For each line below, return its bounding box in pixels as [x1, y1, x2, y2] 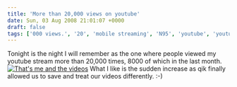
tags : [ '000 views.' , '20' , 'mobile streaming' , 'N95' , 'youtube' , [7, 30, 210, 37]
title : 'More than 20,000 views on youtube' [7, 10, 140, 18]
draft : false [7, 23, 46, 30]
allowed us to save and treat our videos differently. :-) [7, 72, 164, 81]
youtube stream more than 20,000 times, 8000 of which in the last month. [7, 57, 222, 66]
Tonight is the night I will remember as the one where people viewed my [7, 50, 217, 58]
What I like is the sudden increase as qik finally [89, 64, 226, 73]
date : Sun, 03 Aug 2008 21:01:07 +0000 [7, 17, 125, 24]
